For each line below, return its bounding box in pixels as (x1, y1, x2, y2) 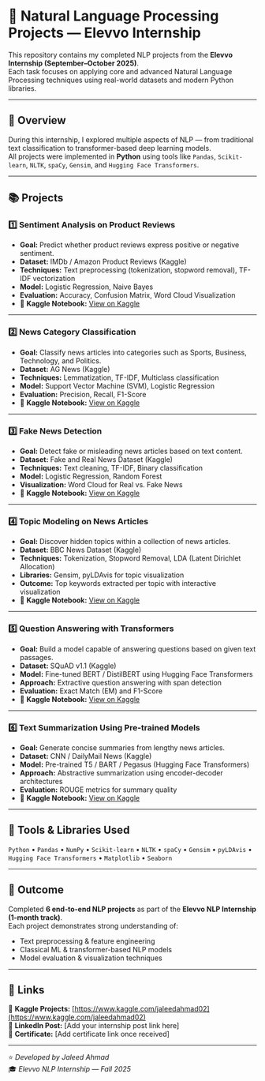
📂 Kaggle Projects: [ (8, 1004, 75, 1014)
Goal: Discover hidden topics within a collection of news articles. (19, 537, 231, 546)
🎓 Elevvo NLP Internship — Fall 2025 (8, 1064, 132, 1074)
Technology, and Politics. (19, 355, 102, 366)
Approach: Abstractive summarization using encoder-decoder (19, 768, 223, 777)
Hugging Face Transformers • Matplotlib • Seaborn (8, 853, 173, 862)
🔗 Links (8, 983, 45, 997)
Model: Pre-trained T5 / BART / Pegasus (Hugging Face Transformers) (19, 760, 250, 769)
